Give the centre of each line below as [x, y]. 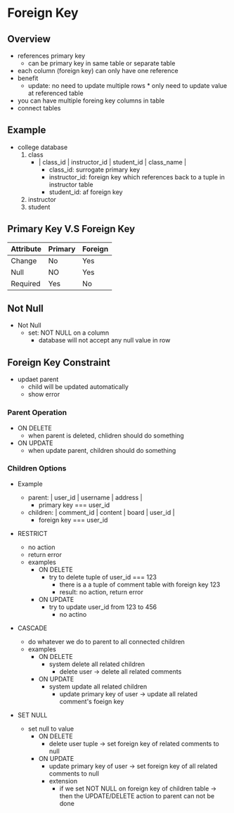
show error [44, 395]
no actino [73, 614]
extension [63, 781]
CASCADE [32, 628]
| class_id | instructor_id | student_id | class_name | [112, 162]
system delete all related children [97, 664]
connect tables [39, 108]
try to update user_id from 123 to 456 [103, 607]
